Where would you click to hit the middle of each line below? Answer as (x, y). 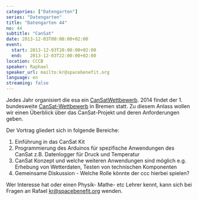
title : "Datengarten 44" (37, 22)
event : (14, 45)
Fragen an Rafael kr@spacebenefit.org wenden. (64, 191)
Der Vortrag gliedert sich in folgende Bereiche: (63, 130)
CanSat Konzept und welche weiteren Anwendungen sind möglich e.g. (100, 161)
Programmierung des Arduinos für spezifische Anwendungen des (95, 148)
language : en (22, 78)
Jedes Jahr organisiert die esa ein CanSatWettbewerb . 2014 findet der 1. (94, 100)
